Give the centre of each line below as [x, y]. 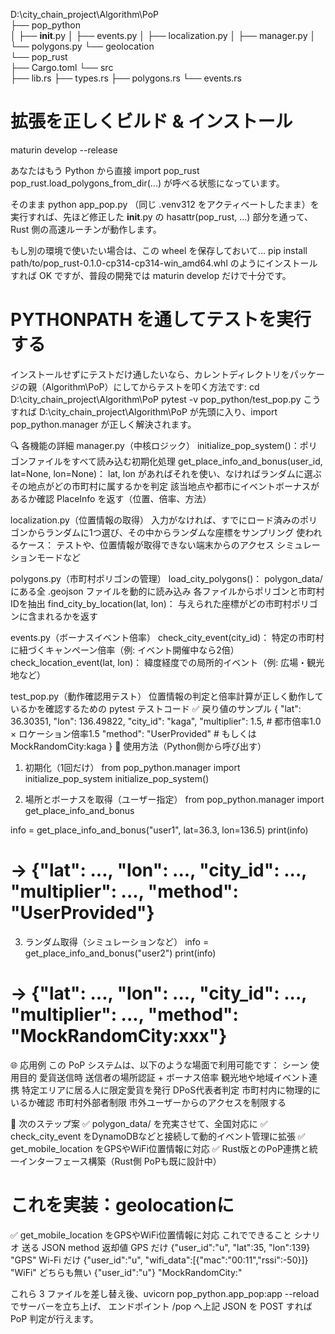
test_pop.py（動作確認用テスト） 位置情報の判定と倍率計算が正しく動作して [167, 696]
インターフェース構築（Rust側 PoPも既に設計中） [120, 1161]
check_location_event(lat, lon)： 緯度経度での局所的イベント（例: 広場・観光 [167, 662]
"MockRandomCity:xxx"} [119, 1036]
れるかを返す [71, 616]
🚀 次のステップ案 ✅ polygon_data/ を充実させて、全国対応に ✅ [139, 1123]
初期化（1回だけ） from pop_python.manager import [132, 767]
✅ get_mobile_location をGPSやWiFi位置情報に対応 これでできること [151, 1235]
